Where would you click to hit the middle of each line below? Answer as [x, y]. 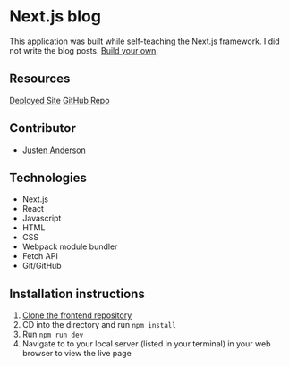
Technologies [48, 177]
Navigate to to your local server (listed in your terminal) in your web [146, 344]
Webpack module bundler [70, 246]
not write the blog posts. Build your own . [84, 50]
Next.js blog [55, 17]
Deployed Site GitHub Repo [59, 100]
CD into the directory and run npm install [99, 325]
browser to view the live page [76, 354]
